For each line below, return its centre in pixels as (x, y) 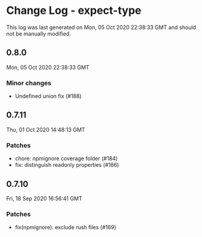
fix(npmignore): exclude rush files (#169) (65, 227)
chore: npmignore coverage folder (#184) (66, 158)
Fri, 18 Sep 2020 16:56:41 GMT (44, 198)
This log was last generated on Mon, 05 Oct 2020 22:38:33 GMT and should (101, 27)
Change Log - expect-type (74, 11)
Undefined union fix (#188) (48, 96)
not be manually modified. (39, 33)
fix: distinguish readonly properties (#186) (67, 165)
